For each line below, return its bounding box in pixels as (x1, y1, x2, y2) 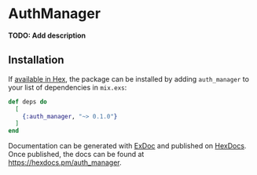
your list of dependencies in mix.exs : (8, 82, 127, 92)
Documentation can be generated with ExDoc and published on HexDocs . (8, 141, 247, 151)
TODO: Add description (8, 31, 86, 40)
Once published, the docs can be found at (8, 150, 145, 159)
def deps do (8, 97, 47, 106)
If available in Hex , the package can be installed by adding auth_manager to (8, 74, 250, 83)
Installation (8, 53, 64, 67)
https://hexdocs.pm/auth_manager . (8, 158, 122, 167)
